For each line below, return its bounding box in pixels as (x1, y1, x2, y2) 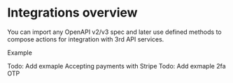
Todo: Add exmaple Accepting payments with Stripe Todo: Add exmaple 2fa (7, 62, 226, 70)
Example (7, 48, 33, 57)
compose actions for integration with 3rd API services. (7, 35, 164, 43)
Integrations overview (7, 5, 138, 21)
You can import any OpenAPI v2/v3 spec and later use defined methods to (7, 28, 222, 36)
